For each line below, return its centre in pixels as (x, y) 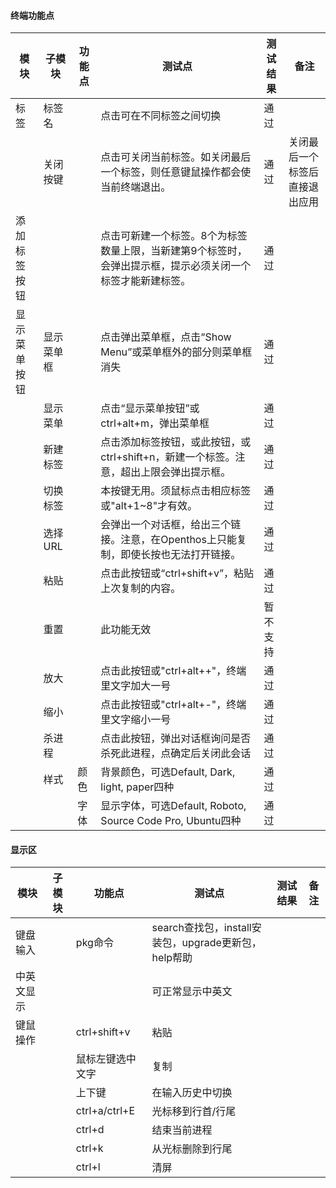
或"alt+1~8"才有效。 (149, 506)
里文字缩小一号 (136, 720)
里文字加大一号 (136, 686)
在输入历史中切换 (192, 1093)
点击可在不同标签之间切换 (161, 116)
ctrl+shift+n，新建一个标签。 (168, 457)
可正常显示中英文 (192, 992)
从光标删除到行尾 (192, 1149)
